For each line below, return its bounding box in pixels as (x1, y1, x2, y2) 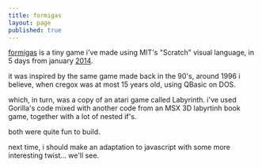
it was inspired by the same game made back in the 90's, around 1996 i (8, 72, 241, 81)
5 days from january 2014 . (8, 56, 93, 65)
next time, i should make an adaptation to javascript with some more (8, 143, 231, 152)
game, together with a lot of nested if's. (8, 112, 137, 121)
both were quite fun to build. (8, 127, 101, 136)
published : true (8, 26, 62, 34)
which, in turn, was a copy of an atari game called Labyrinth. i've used (8, 95, 237, 105)
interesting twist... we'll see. (8, 151, 100, 160)
